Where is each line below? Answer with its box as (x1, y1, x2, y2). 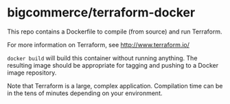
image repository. (7, 68, 57, 77)
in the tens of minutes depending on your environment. (7, 89, 163, 97)
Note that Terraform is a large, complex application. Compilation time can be (7, 81, 223, 90)
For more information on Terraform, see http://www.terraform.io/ (7, 40, 190, 49)
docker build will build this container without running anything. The (7, 53, 198, 62)
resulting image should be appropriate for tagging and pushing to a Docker (7, 61, 219, 69)
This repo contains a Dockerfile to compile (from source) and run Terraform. (7, 27, 222, 36)
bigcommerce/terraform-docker (7, 5, 196, 21)
